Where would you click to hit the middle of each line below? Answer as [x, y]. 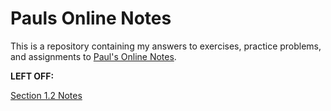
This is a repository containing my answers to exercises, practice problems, [166, 46]
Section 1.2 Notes [46, 95]
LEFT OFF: [32, 76]
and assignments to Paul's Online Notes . [93, 56]
